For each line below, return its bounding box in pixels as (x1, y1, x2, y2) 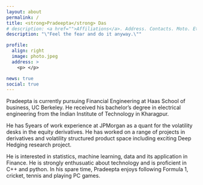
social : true (6, 81, 39, 87)
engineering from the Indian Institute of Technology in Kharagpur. (6, 110, 169, 118)
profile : (6, 42, 28, 48)
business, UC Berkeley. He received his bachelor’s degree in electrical (6, 104, 181, 111)
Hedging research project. (6, 141, 72, 148)
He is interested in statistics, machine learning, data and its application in (6, 153, 188, 160)
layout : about (6, 8, 42, 15)
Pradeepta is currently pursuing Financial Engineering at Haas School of (6, 98, 186, 105)
